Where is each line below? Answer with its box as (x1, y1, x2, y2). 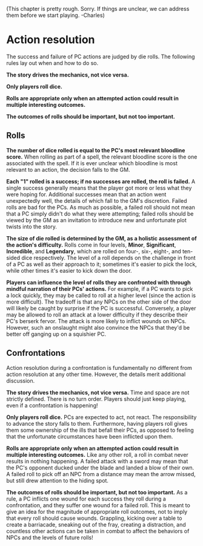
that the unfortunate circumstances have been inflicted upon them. (6, 432, 173, 440)
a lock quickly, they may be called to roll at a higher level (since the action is (6, 292, 196, 299)
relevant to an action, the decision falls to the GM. (6, 166, 130, 173)
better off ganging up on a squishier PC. (6, 330, 107, 338)
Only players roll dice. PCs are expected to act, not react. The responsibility (6, 413, 197, 421)
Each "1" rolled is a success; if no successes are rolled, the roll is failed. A (6, 177, 196, 185)
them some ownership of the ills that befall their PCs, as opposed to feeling (6, 426, 194, 434)
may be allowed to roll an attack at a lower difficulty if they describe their (6, 311, 188, 318)
